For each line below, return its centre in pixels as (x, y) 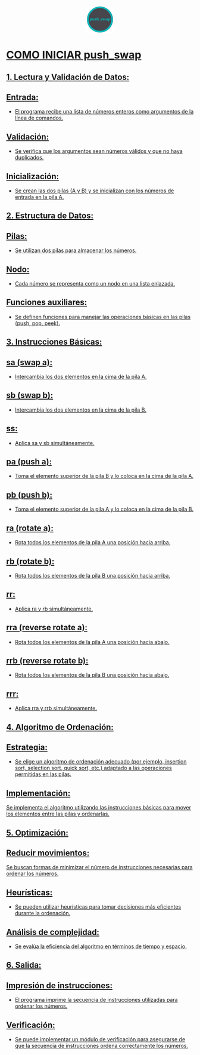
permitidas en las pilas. (43, 774)
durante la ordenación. (43, 913)
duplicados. (29, 158)
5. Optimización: (37, 832)
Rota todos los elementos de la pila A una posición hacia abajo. (92, 642)
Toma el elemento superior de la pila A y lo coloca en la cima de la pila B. (104, 509)
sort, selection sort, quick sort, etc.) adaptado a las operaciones (93, 768)
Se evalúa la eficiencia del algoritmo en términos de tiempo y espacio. (101, 946)
